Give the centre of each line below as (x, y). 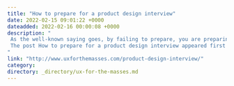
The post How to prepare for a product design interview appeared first (118, 46)
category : (22, 65)
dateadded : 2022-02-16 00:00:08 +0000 (63, 26)
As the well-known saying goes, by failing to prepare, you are (105, 40)
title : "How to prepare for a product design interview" (92, 14)
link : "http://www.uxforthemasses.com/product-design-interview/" (106, 59)
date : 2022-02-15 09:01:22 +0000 (56, 20)
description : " (29, 33)
